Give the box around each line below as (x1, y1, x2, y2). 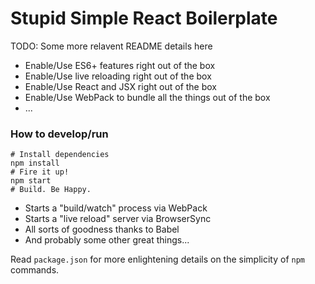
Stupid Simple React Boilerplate (10, 7, 278, 30)
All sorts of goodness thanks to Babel (24, 223, 180, 236)
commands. (10, 264, 60, 276)
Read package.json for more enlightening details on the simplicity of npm (10, 253, 305, 266)
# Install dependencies (10, 150, 110, 160)
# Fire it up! (10, 167, 70, 177)
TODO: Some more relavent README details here (10, 40, 213, 52)
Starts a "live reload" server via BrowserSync (24, 213, 212, 225)
